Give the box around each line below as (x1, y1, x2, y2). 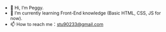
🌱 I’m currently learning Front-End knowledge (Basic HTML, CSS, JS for (10, 10, 161, 16)
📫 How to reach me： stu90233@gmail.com (10, 21, 104, 27)
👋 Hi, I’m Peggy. (10, 5, 44, 10)
